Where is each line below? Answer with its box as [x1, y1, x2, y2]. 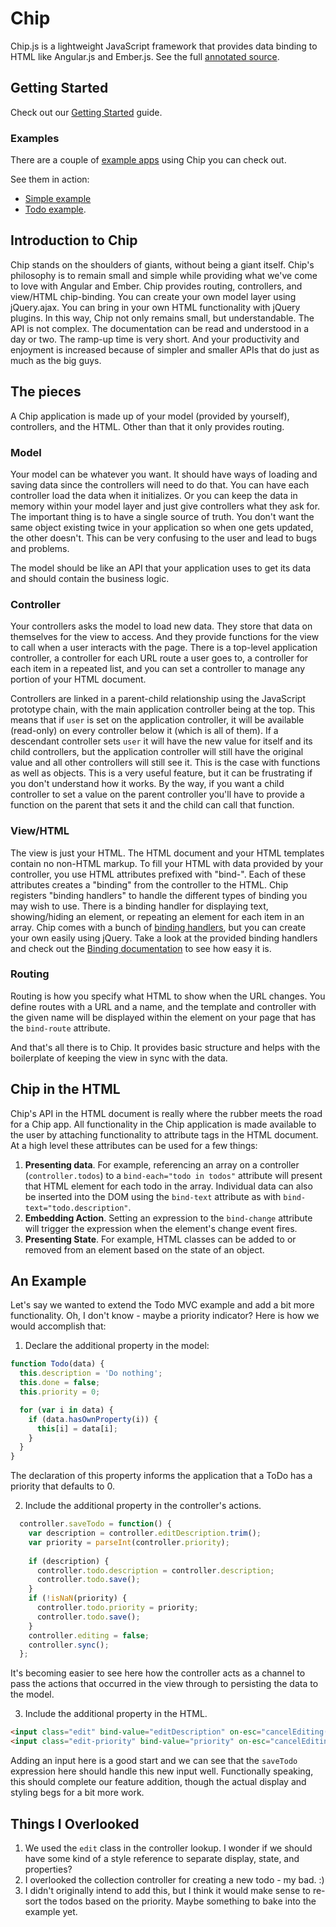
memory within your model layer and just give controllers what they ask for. [10, 500, 321, 512]
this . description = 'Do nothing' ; [19, 1368, 163, 1379]
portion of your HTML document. [10, 673, 147, 686]
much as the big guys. [10, 354, 102, 366]
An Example [10, 1273, 87, 1290]
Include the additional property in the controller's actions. [24, 1500, 262, 1512]
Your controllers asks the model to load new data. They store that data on [10, 620, 313, 632]
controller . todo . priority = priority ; [36, 1603, 199, 1613]
